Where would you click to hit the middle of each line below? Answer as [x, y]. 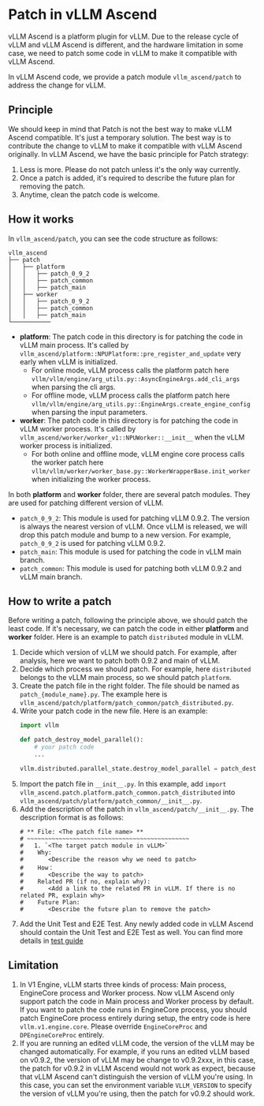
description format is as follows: [72, 817]
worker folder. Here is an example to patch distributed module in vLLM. [126, 637]
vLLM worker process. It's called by [78, 428]
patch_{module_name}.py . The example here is [93, 694]
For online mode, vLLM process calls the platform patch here [130, 370]
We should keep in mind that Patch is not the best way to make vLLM [120, 129]
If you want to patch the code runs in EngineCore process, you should [133, 1009]
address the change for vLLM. [57, 85]
